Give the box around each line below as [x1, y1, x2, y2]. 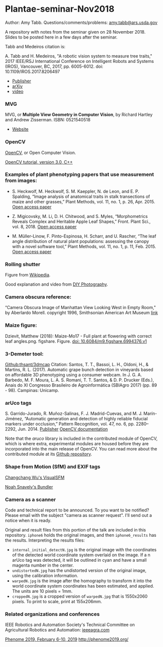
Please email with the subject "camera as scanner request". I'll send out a [5, 512, 152, 518]
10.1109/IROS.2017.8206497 [5, 68, 60, 74]
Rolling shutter [5, 261, 40, 268]
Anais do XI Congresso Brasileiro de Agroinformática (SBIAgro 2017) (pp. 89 [5, 382, 157, 388]
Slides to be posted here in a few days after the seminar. [5, 34, 118, 40]
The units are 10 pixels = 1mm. [12, 588, 73, 594]
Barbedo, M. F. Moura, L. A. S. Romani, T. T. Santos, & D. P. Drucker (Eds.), [5, 377, 154, 383]
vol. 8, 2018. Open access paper [12, 223, 77, 230]
